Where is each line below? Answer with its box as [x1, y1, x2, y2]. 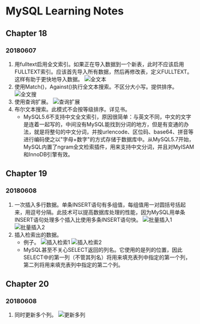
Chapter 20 [5, 278, 49, 289]
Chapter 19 [5, 168, 47, 179]
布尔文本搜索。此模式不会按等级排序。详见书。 [14, 105, 130, 112]
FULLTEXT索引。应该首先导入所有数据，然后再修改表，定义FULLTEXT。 [14, 68, 193, 75]
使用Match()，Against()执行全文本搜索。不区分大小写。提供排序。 [14, 83, 178, 90]
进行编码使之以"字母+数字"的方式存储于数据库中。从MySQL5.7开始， [23, 135, 195, 142]
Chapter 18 [5, 28, 47, 38]
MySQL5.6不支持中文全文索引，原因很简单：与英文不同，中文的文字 [23, 113, 192, 120]
